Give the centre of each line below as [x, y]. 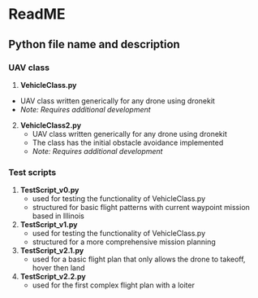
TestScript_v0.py [49, 190]
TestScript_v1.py [49, 225]
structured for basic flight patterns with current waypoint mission [141, 208]
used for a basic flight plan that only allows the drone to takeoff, [139, 259]
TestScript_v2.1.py [52, 251]
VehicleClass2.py [51, 125]
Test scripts [32, 172]
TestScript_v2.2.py [53, 277]
